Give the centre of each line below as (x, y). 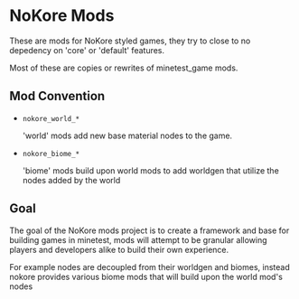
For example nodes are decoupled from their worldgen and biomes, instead (150, 266)
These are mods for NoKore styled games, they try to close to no (130, 41)
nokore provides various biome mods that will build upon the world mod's (146, 276)
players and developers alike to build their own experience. (119, 249)
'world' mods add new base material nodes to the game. (127, 135)
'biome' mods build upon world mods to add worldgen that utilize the (151, 170)
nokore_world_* (51, 118)
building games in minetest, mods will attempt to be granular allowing (139, 239)
